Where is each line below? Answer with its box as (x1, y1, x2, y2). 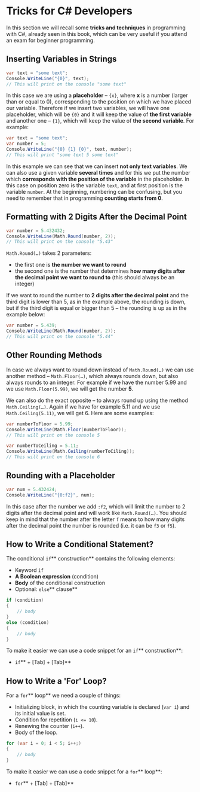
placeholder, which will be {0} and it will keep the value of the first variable (6, 111, 192, 118)
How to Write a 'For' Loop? (6, 676, 107, 686)
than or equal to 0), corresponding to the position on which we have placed (6, 98, 192, 105)
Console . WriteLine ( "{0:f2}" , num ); (6, 492, 95, 498)
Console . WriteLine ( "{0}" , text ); (6, 75, 90, 81)
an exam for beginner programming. (6, 36, 96, 44)
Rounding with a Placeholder (6, 471, 115, 481)
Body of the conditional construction (14, 579, 106, 587)
